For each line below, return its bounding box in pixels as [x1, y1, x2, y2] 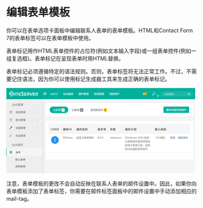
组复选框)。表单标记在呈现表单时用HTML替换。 [6, 55, 124, 62]
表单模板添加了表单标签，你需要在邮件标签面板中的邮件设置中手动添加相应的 [6, 187, 197, 195]
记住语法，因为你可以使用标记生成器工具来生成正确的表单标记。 [11, 75, 170, 82]
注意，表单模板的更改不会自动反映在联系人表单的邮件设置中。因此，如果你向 [6, 179, 197, 187]
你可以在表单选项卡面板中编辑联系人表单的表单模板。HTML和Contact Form [6, 27, 193, 34]
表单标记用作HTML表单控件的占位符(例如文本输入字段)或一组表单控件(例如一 [6, 47, 197, 55]
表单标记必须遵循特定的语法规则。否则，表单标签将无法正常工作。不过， [6, 67, 186, 75]
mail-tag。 [6, 195, 33, 202]
